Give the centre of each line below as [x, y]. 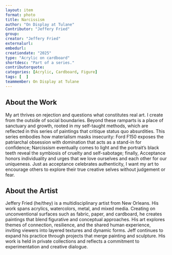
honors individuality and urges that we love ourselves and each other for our [86, 158]
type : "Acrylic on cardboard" [38, 58]
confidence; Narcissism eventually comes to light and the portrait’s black [82, 147]
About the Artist [32, 191]
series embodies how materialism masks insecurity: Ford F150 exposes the [84, 136]
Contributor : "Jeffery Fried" [38, 29]
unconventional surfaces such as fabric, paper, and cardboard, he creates [84, 214]
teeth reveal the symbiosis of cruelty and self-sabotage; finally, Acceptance [85, 153]
